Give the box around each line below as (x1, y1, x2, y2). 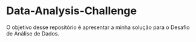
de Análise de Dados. (6, 30, 59, 37)
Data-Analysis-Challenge (6, 4, 137, 18)
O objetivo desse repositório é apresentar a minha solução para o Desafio (6, 24, 190, 31)
